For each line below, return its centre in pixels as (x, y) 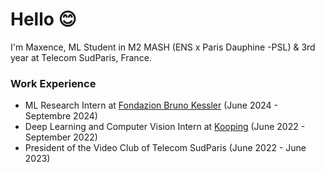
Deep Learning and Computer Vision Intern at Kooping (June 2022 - (165, 127)
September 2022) (61, 137)
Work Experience (53, 83)
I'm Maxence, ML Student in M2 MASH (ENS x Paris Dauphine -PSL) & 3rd (163, 47)
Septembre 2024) (61, 116)
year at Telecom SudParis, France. (81, 57)
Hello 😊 (43, 19)
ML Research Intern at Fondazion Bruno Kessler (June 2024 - (151, 105)
